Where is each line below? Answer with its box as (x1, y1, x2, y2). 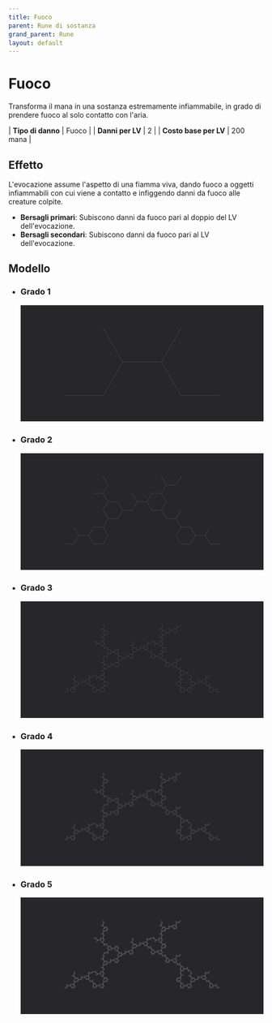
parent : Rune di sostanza (8, 21, 96, 30)
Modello (8, 262, 51, 276)
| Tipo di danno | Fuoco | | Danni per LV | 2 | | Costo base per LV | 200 (8, 126, 245, 135)
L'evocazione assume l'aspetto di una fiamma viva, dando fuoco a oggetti (8, 179, 254, 189)
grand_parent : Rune (8, 30, 74, 38)
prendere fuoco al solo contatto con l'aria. (8, 110, 149, 120)
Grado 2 (19, 434, 53, 445)
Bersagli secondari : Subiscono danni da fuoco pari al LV (19, 230, 210, 239)
